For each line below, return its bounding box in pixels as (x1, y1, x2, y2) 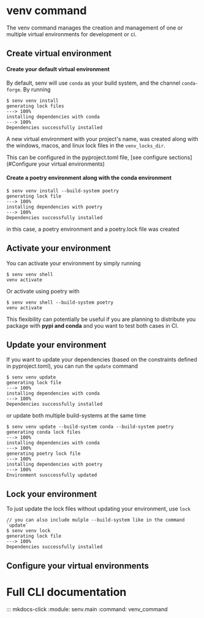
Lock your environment (6, 489, 97, 499)
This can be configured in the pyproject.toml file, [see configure (6, 153, 168, 161)
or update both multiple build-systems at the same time (6, 412, 146, 419)
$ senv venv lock (6, 528, 51, 534)
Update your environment (6, 339, 107, 350)
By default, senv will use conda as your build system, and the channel (6, 79, 181, 87)
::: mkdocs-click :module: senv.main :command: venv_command (6, 605, 168, 612)
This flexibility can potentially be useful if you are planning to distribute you (6, 315, 196, 323)
